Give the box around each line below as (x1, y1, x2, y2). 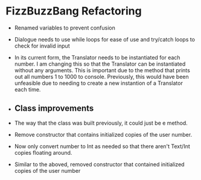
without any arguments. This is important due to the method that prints (14, 66, 191, 73)
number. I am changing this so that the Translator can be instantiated (14, 60, 186, 67)
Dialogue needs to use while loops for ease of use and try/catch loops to (14, 36, 196, 43)
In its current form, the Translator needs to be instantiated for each (14, 54, 180, 61)
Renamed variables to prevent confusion (14, 24, 115, 31)
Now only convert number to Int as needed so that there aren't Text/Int (14, 143, 191, 150)
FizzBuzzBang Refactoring (5, 4, 142, 18)
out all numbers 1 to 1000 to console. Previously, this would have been (14, 73, 190, 80)
